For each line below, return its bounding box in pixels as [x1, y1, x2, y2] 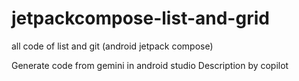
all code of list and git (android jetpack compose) [11, 40, 214, 52]
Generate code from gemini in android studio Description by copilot [11, 59, 289, 71]
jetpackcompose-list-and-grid [11, 7, 270, 30]
